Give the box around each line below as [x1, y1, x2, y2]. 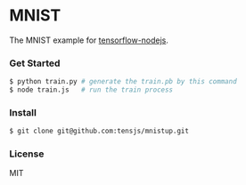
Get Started [9, 57, 61, 69]
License [9, 148, 45, 160]
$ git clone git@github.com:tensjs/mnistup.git [9, 126, 190, 136]
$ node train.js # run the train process [9, 85, 174, 94]
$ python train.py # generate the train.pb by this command [9, 77, 238, 86]
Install [9, 106, 37, 118]
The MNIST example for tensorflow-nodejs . [9, 35, 169, 45]
